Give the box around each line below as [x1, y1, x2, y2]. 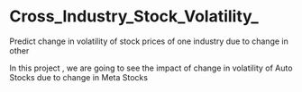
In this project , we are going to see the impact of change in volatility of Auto [9, 63, 293, 73]
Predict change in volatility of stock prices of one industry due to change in [9, 36, 288, 46]
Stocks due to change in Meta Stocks [9, 71, 149, 82]
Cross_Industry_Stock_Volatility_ [9, 6, 259, 27]
